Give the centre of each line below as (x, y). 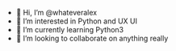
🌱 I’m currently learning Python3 (70, 30)
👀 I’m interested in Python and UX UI (77, 21)
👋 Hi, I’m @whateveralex (57, 13)
